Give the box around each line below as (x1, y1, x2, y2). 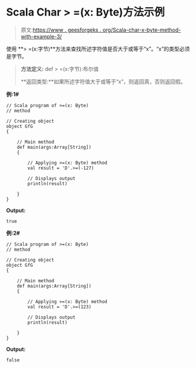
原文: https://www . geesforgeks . (20, 26, 102, 33)
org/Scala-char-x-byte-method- (102, 26, 181, 33)
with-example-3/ (20, 33, 62, 40)
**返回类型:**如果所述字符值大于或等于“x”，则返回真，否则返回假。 (20, 78, 186, 85)
